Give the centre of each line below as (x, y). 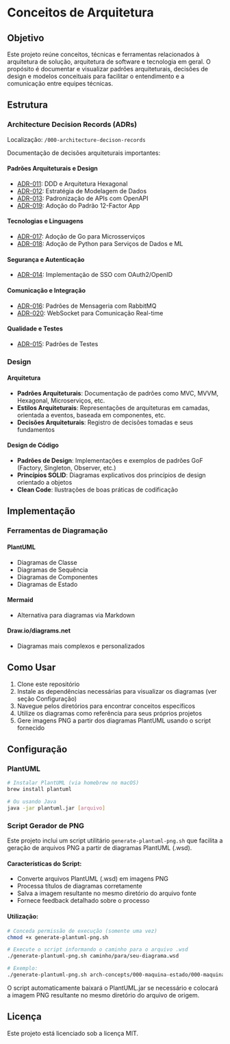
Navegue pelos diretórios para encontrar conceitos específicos (106, 706)
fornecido (31, 727)
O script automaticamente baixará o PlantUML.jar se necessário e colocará (113, 988)
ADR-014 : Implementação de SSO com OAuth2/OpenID (95, 275)
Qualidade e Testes (35, 329)
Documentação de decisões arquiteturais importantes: (84, 153)
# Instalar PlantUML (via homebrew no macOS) (73, 783)
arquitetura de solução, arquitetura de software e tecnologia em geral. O (109, 62)
